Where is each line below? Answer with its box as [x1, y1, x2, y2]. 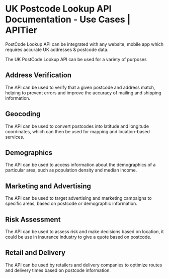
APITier [5, 25, 38, 36]
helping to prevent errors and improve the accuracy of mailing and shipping [5, 89, 162, 96]
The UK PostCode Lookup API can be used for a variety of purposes [5, 56, 147, 62]
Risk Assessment [5, 215, 61, 224]
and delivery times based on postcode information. [5, 267, 111, 273]
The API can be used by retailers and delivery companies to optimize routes [5, 262, 162, 268]
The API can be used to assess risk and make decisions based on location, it [5, 229, 164, 235]
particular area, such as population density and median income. [5, 167, 137, 173]
